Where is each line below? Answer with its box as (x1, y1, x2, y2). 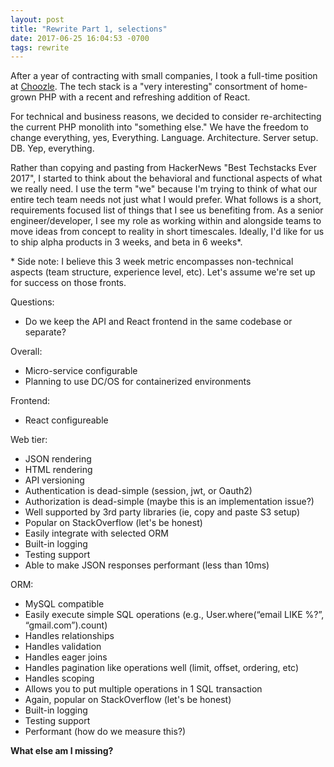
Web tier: (10, 434, 48, 446)
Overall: (10, 346, 43, 358)
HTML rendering (24, 464, 93, 476)
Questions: (10, 296, 55, 308)
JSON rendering (24, 453, 92, 465)
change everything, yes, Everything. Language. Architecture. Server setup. (10, 132, 319, 144)
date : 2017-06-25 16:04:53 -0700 (10, 33, 150, 43)
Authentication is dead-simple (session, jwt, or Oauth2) (24, 485, 253, 497)
